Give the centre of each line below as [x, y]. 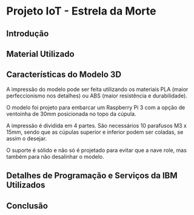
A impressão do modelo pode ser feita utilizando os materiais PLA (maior [97, 89]
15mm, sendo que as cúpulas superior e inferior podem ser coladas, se [95, 132]
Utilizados [26, 185]
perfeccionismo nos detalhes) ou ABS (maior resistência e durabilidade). [97, 96]
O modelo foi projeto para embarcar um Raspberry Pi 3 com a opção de [96, 107]
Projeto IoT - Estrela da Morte [81, 11]
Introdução [28, 34]
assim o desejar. [27, 138]
